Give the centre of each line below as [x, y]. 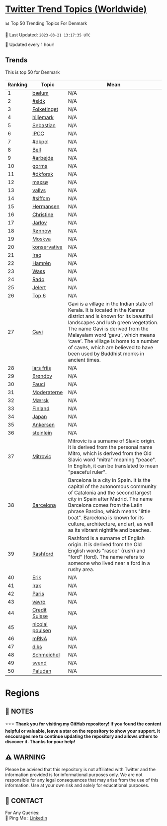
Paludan [42, 671]
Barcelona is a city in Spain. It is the [109, 480]
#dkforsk [43, 174]
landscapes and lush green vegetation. [113, 322]
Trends [16, 60]
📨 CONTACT [24, 801]
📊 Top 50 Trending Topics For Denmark [46, 23]
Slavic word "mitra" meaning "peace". [112, 459]
